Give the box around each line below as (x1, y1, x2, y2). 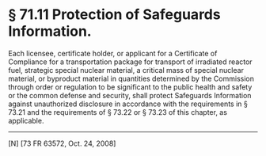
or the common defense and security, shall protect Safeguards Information (8, 90, 252, 100)
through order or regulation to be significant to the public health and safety (8, 82, 253, 92)
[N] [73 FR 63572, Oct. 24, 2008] (8, 139, 116, 148)
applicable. (8, 116, 44, 125)
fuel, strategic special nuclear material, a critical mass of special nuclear (8, 65, 244, 74)
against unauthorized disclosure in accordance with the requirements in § (8, 99, 248, 108)
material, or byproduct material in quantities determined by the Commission (8, 74, 255, 83)
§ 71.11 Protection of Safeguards (8, 6, 221, 24)
